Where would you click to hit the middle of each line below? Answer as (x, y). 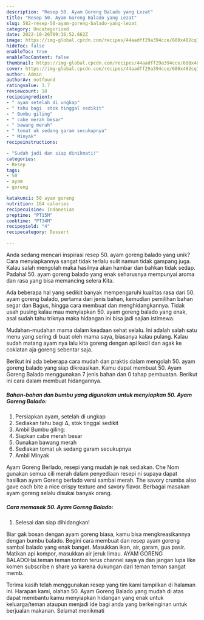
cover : (15, 69)
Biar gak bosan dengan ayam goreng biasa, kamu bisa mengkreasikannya (98, 534)
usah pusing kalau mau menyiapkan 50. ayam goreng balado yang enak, (97, 312)
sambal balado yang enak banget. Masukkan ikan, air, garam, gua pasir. (96, 547)
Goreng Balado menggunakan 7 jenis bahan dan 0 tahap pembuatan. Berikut (102, 374)
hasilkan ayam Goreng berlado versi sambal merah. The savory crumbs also (101, 480)
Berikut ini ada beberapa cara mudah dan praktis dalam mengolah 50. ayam (101, 361)
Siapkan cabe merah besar (49, 435)
